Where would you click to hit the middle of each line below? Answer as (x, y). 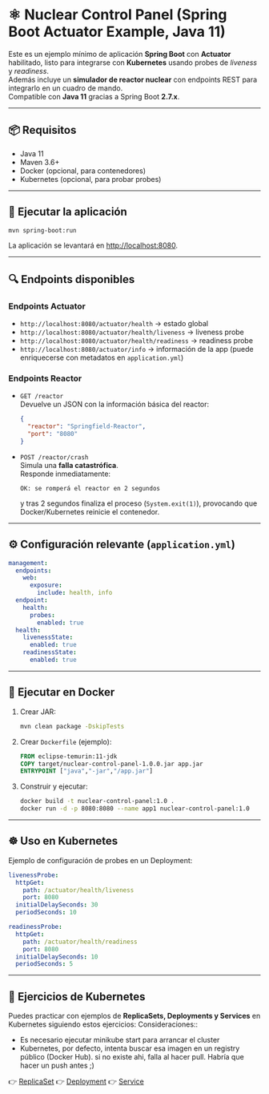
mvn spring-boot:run (43, 230)
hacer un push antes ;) (57, 1066)
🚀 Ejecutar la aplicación (68, 212)
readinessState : (50, 652)
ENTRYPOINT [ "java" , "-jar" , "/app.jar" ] (86, 771)
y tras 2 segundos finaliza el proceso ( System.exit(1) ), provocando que (139, 503)
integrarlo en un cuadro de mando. (66, 88)
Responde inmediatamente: (65, 474)
